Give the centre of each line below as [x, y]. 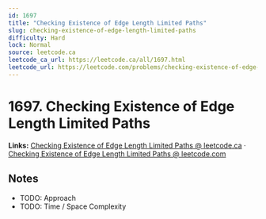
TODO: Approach [48, 198]
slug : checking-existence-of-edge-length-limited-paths [102, 30]
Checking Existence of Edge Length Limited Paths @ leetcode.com [117, 154]
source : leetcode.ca [42, 52]
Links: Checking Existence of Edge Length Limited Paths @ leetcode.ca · [127, 145]
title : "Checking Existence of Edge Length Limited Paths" [108, 23]
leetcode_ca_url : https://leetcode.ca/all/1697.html [97, 60]
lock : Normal [30, 45]
